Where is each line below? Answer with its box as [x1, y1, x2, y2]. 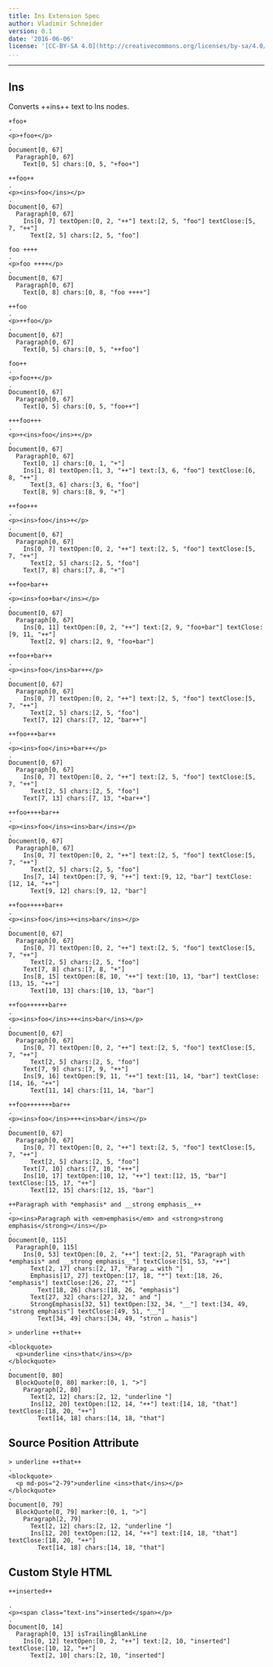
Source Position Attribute [8, 1437, 140, 1450]
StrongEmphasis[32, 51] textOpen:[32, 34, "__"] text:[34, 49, [29, 1300, 249, 1308]
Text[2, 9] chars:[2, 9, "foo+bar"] [29, 637, 154, 646]
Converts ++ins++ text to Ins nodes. [8, 101, 130, 111]
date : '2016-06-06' [8, 34, 75, 43]
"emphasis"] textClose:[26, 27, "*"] [8, 1279, 136, 1287]
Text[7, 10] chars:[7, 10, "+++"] [23, 1165, 140, 1173]
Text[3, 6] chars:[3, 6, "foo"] [29, 480, 140, 489]
